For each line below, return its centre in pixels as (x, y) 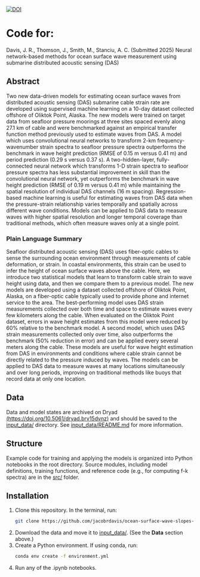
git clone (27, 521)
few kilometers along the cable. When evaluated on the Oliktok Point (90, 315)
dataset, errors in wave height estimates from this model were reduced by (97, 322)
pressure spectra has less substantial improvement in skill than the (88, 172)
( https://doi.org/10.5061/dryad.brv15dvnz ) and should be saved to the (92, 418)
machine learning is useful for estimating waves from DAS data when (108, 198)
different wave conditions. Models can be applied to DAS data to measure (97, 210)
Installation (27, 496)
